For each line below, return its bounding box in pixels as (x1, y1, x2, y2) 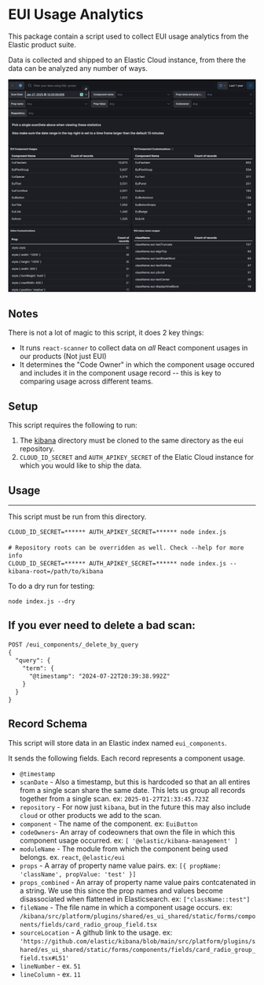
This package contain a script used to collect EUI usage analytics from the (8, 31, 249, 41)
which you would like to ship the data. (19, 461, 142, 470)
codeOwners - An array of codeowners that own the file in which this (19, 827, 236, 836)
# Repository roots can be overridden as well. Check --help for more (8, 544, 244, 552)
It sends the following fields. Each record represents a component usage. (8, 754, 246, 763)
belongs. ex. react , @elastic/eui (19, 852, 126, 861)
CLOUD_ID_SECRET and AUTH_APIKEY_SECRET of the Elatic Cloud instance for (19, 453, 254, 462)
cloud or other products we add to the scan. (19, 810, 163, 820)
